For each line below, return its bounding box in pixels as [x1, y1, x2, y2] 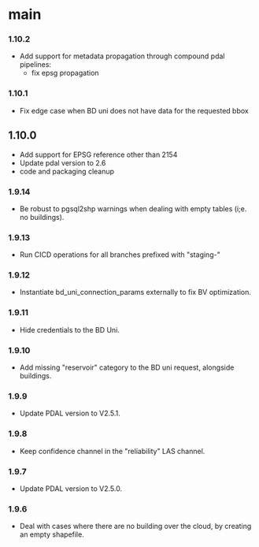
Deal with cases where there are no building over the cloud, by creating [19, 522, 252, 531]
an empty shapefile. [19, 530, 84, 539]
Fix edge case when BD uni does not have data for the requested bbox [19, 106, 250, 115]
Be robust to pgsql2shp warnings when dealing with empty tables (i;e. [19, 203, 247, 214]
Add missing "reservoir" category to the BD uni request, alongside [19, 363, 235, 372]
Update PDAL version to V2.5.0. [19, 483, 123, 493]
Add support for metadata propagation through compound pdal [19, 51, 225, 61]
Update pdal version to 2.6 [19, 158, 106, 167]
